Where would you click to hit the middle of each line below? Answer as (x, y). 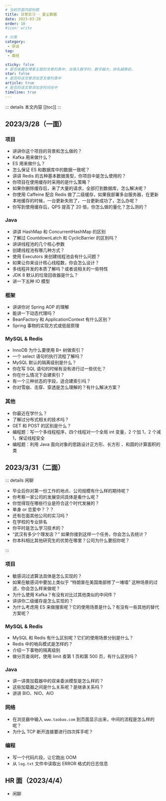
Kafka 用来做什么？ (32, 157)
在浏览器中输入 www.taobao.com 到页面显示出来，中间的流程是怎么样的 (83, 719)
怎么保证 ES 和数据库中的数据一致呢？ (51, 170)
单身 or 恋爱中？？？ (33, 509)
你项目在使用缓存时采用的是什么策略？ (51, 182)
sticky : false (20, 64)
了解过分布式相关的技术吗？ (41, 419)
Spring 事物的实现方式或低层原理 (46, 325)
